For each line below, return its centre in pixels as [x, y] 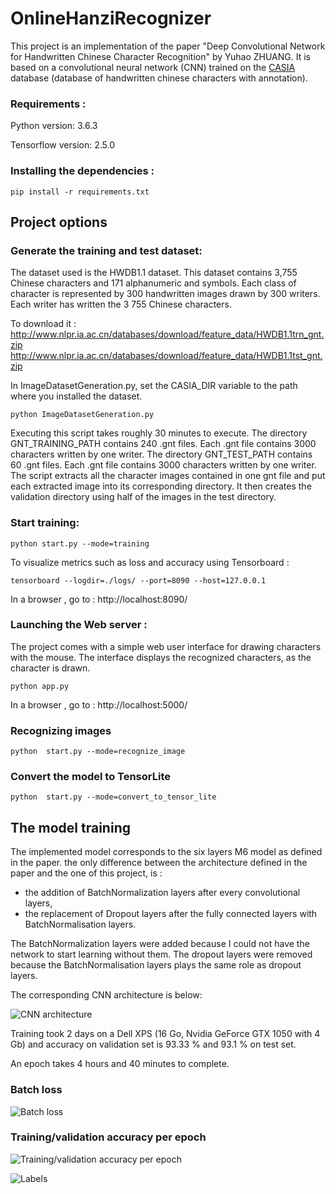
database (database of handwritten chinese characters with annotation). [159, 78]
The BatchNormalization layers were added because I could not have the [160, 944]
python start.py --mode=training [80, 543]
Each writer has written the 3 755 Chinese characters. [121, 304]
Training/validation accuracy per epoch [108, 1137]
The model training [70, 827]
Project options [59, 222]
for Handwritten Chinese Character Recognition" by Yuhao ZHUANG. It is [161, 56]
